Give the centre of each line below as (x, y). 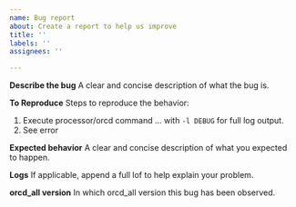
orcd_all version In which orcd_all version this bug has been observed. (143, 192)
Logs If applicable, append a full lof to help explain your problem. (132, 175)
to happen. (30, 158)
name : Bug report (42, 18)
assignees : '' (36, 52)
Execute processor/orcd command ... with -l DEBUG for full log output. (153, 121)
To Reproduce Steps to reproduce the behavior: (99, 103)
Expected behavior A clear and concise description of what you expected (148, 148)
